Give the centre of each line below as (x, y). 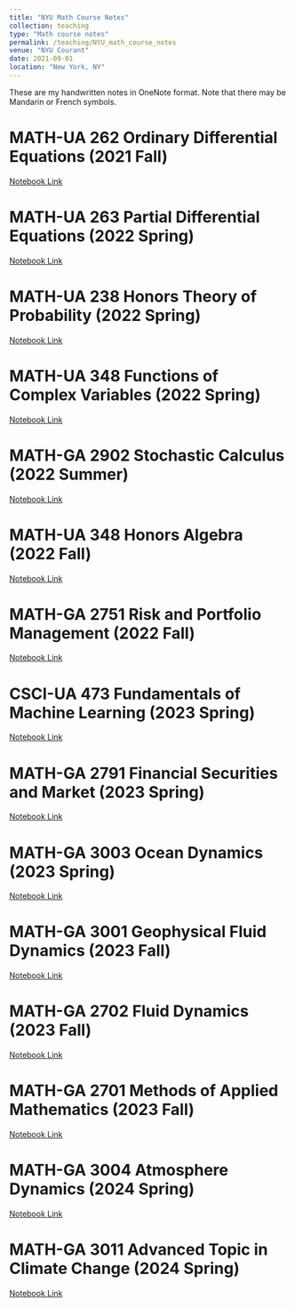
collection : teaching (49, 26)
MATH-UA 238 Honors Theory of (133, 297)
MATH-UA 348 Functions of (114, 376)
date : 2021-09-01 (41, 59)
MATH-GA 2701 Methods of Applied (144, 1091)
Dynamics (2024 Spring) (102, 1189)
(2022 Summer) (69, 474)
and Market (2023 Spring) (107, 792)
